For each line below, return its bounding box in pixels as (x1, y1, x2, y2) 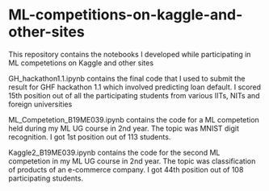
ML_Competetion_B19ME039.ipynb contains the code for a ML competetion (8, 114, 260, 124)
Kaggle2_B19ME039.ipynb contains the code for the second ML (8, 147, 221, 157)
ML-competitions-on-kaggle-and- (8, 6, 243, 24)
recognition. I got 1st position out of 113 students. (8, 131, 171, 142)
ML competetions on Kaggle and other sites (8, 58, 154, 68)
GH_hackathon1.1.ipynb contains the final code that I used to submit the (8, 73, 246, 83)
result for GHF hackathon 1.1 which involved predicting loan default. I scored (8, 82, 261, 92)
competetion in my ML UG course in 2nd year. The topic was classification (8, 156, 256, 166)
